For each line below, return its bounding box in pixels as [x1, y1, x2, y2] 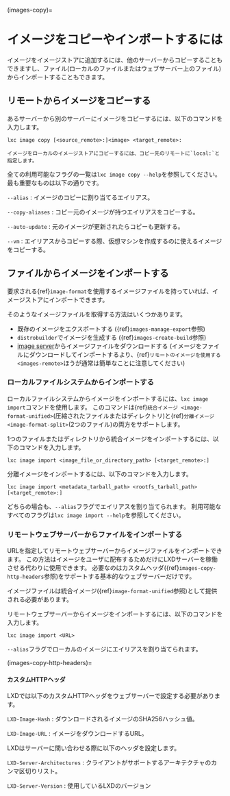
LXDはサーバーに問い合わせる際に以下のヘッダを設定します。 [7, 744, 181, 752]
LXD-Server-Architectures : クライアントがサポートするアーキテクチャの [7, 758, 212, 767]
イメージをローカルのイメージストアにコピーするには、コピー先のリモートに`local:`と [7, 150, 220, 157]
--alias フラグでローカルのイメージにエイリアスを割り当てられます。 [7, 645, 202, 654]
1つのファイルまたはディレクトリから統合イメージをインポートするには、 [7, 434, 214, 443]
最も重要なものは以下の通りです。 [7, 178, 103, 187]
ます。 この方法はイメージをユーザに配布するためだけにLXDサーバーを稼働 [7, 555, 218, 564]
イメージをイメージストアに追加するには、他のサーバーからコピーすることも [7, 55, 223, 64]
